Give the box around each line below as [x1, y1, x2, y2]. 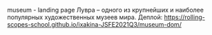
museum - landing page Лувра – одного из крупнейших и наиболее [7, 6, 204, 14]
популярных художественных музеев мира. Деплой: [7, 13, 163, 21]
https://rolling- [164, 13, 205, 21]
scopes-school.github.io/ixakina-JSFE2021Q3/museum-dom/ [7, 21, 182, 28]
